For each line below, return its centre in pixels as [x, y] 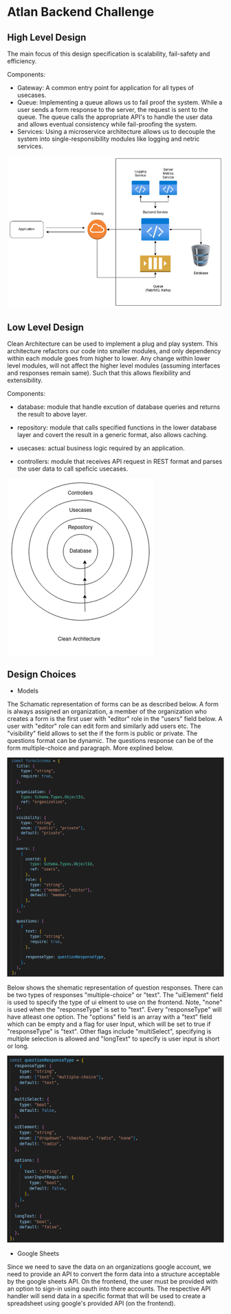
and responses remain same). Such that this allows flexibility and [99, 373]
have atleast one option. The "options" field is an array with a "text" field [110, 1016]
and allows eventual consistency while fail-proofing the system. [107, 124]
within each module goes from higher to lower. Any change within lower [109, 359]
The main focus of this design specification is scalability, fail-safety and [109, 54]
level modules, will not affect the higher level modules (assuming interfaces [114, 366]
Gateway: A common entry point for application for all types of [106, 88]
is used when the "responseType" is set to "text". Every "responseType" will [114, 1009]
